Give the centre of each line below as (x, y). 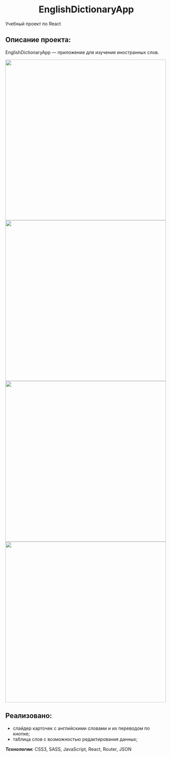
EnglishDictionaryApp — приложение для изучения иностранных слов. (82, 52)
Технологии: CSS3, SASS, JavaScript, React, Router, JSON (69, 749)
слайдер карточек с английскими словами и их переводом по (81, 728)
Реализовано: (29, 716)
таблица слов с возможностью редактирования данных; (75, 739)
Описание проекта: (38, 40)
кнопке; (21, 733)
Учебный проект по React (33, 24)
